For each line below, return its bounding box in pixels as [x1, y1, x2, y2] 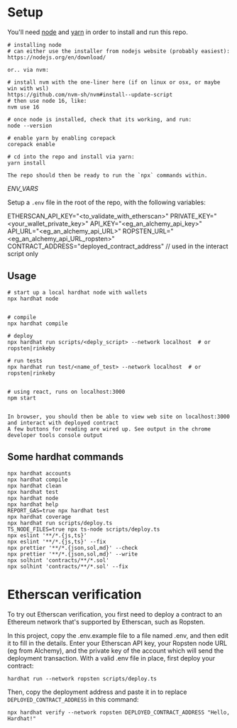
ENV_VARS [7, 184, 39, 192]
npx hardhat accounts [7, 470, 72, 477]
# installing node [7, 41, 62, 48]
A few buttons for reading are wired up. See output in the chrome [7, 425, 211, 433]
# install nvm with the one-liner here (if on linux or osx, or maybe [7, 79, 221, 86]
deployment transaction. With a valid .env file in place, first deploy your [7, 653, 216, 662]
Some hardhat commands [7, 451, 124, 463]
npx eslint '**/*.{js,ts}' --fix [7, 538, 106, 545]
